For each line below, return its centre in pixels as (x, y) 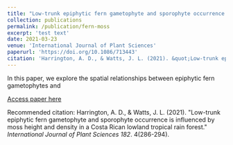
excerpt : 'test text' (38, 33)
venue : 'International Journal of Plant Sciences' (82, 46)
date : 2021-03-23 (32, 39)
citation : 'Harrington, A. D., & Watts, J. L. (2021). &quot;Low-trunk (113, 59)
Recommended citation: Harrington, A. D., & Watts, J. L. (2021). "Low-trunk (114, 112)
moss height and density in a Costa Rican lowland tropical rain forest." (107, 127)
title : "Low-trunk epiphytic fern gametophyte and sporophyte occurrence (116, 13)
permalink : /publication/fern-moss (59, 26)
